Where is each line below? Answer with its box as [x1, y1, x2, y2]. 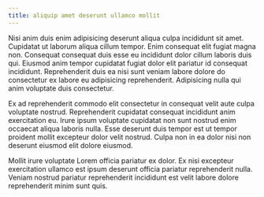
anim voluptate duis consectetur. [8, 84, 114, 93]
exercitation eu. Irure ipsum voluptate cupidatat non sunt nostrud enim [8, 115, 236, 125]
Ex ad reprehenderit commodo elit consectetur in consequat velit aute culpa [8, 98, 255, 108]
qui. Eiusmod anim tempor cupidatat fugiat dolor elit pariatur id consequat [8, 58, 248, 68]
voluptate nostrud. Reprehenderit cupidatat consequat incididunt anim [8, 107, 236, 117]
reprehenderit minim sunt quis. [8, 180, 108, 190]
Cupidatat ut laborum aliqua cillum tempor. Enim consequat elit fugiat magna [8, 41, 256, 51]
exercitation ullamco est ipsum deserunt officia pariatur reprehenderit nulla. [8, 164, 253, 173]
